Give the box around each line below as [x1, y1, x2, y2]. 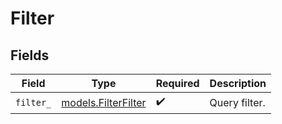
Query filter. [209, 95, 266, 109]
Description [209, 77, 267, 90]
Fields [10, 47, 50, 64]
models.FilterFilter [61, 95, 147, 109]
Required [155, 77, 200, 90]
